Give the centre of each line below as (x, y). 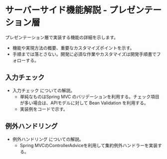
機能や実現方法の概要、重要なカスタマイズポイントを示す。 (73, 48)
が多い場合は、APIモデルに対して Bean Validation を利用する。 (84, 103)
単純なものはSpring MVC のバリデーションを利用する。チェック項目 (89, 96)
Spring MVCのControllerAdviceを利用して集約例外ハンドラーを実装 (89, 145)
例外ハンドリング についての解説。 (48, 139)
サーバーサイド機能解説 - (56, 10)
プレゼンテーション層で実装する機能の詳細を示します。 (62, 37)
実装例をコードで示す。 (44, 109)
